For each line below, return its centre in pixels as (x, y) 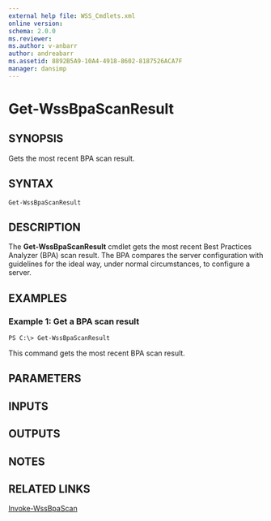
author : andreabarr (41, 54)
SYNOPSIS (36, 139)
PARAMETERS (45, 379)
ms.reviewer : (30, 39)
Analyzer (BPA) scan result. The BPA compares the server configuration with (136, 256)
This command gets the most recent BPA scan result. (97, 353)
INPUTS (28, 406)
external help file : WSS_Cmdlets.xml (72, 16)
